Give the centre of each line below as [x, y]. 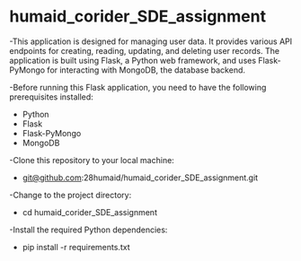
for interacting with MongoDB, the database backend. [146, 70]
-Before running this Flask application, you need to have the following [138, 87]
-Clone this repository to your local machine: [92, 160]
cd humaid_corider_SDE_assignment [89, 212]
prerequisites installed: [52, 97]
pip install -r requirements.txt [76, 247]
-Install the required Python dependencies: [89, 230]
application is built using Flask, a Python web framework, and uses [133, 60]
